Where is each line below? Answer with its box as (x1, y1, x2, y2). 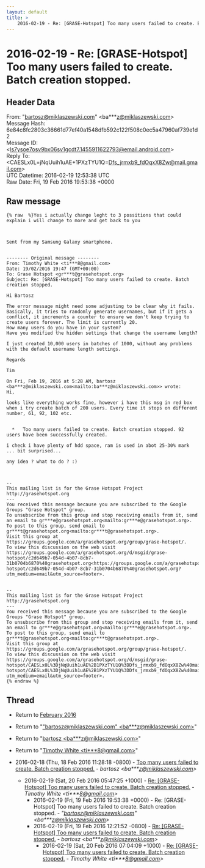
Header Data (6, 97, 56, 107)
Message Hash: (6, 120, 46, 127)
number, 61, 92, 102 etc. (6, 411, 72, 417)
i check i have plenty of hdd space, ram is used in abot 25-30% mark (6, 443, 190, 449)
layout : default (6, 9, 48, 15)
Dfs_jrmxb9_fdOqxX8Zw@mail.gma (108, 159, 198, 166)
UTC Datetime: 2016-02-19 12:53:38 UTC (6, 172, 110, 179)
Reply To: (6, 152, 31, 160)
